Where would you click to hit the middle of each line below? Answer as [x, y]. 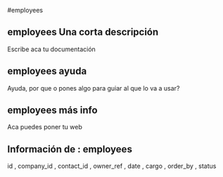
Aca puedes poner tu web [45, 127]
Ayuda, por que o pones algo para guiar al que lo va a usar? [94, 88]
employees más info [52, 111]
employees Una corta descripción [83, 32]
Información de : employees [70, 149]
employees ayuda [47, 71]
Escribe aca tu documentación [52, 49]
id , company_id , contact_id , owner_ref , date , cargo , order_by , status [112, 166]
